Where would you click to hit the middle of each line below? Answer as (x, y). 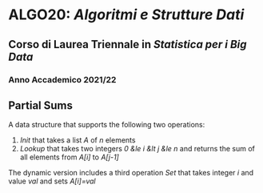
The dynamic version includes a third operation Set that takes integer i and (131, 173)
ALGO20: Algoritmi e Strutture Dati (126, 15)
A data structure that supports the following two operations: (107, 125)
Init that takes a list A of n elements (78, 140)
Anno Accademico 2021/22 (62, 79)
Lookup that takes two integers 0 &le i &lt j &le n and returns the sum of (137, 149)
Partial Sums (41, 105)
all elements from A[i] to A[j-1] (70, 157)
